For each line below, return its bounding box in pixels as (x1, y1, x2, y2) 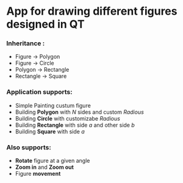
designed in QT (6, 17, 85, 31)
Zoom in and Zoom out (15, 163, 74, 171)
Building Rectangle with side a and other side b (15, 121, 135, 129)
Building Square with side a (15, 127, 85, 135)
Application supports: (6, 88, 73, 96)
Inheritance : (6, 39, 45, 48)
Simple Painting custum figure (15, 102, 91, 109)
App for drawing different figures (6, 4, 178, 18)
